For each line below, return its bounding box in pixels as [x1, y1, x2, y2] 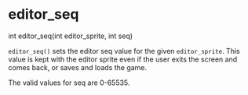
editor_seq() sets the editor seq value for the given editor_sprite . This [8, 46, 241, 55]
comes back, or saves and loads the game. [8, 62, 148, 72]
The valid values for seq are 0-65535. [8, 78, 130, 87]
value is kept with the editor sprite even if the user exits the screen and [8, 55, 238, 64]
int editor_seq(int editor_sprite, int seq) [8, 31, 133, 40]
